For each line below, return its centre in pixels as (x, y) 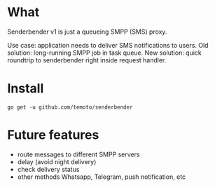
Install (26, 89)
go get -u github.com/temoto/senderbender (70, 107)
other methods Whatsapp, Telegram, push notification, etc (102, 177)
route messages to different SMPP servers (78, 154)
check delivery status (48, 169)
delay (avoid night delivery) (57, 161)
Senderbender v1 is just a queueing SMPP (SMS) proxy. (87, 32)
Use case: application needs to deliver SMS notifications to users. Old (108, 45)
